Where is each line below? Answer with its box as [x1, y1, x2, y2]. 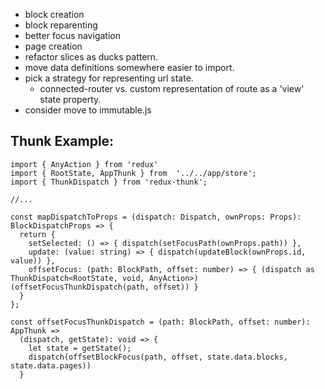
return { [19, 229, 56, 239]
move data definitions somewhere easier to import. [24, 62, 235, 73]
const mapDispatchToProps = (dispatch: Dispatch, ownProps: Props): [10, 212, 302, 222]
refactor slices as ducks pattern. [24, 51, 159, 63]
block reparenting [24, 19, 98, 31]
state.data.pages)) [10, 360, 92, 371]
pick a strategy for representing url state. [24, 72, 194, 84]
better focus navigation [24, 30, 121, 41]
